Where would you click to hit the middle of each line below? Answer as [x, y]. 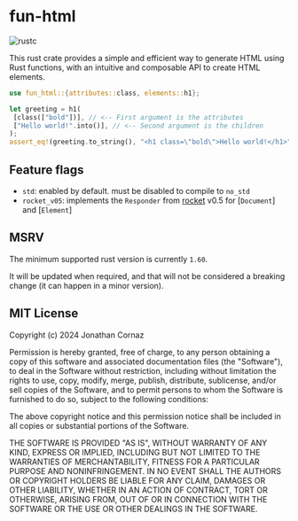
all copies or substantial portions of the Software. [99, 425]
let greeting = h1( [45, 109]
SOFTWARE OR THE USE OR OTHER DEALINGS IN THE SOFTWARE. [133, 509]
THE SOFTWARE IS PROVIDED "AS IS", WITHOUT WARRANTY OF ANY [138, 443]
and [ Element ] [47, 210]
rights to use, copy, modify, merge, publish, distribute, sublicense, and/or [143, 380]
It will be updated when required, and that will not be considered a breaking [147, 276]
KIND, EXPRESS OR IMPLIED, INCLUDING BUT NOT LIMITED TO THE [135, 452]
